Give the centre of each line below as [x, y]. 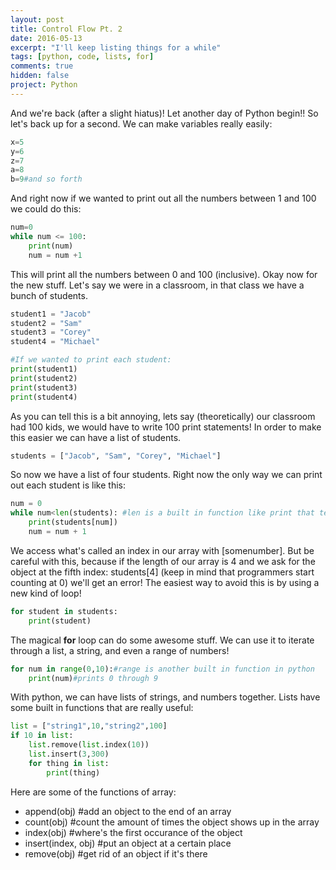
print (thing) [73, 772]
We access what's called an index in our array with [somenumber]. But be [162, 550]
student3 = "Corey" [51, 332]
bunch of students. [49, 295]
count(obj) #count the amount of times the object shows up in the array [172, 822]
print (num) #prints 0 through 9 [93, 678]
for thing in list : [69, 763]
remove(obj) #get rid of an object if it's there [116, 853]
